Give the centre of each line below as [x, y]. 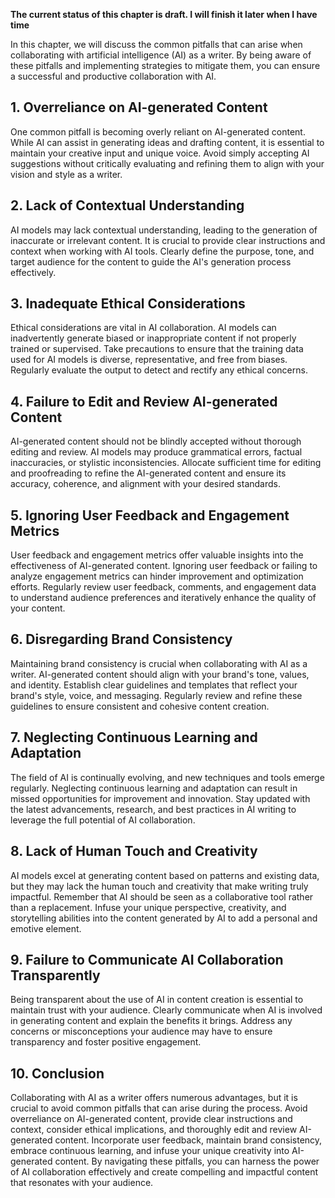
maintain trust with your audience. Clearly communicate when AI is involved [166, 1010]
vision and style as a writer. [66, 174]
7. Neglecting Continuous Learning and [134, 737]
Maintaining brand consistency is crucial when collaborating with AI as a [159, 663]
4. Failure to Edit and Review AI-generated [144, 401]
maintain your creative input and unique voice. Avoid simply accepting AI [160, 153]
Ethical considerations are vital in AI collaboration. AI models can [143, 328]
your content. [38, 608]
